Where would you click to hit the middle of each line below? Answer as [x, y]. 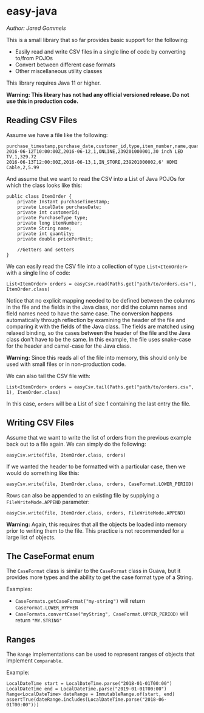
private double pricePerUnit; [56, 239]
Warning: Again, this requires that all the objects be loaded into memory [97, 524]
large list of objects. [31, 537]
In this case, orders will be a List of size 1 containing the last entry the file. [99, 404]
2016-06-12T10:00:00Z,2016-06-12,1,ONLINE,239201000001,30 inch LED [95, 151]
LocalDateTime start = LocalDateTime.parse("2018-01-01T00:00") [89, 684]
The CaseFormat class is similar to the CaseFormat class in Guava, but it [93, 571]
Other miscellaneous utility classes [59, 71]
